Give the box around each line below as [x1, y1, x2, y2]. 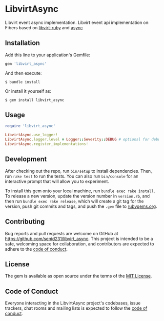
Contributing [5, 218, 45, 226]
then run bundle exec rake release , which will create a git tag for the [5, 198, 144, 204]
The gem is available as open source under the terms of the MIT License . [5, 273, 152, 279]
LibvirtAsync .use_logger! [5, 133, 58, 138]
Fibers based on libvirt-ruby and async [5, 24, 83, 30]
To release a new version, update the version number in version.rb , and [5, 193, 150, 199]
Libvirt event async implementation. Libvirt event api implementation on [5, 20, 149, 25]
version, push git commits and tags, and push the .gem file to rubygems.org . [5, 203, 158, 209]
